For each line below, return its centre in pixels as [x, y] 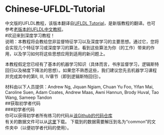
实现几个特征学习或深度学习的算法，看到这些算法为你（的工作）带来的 [80, 47]
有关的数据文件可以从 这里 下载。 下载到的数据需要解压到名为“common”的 [78, 121]
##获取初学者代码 [23, 103]
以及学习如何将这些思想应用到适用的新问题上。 [61, 54]
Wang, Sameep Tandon [29, 97]
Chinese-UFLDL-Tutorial [55, 9]
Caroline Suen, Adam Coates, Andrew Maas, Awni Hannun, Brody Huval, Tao [82, 92]
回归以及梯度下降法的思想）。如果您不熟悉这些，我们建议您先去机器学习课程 [81, 70]
